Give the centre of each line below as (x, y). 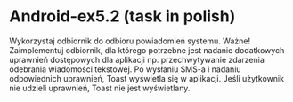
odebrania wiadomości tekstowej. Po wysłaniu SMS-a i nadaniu (126, 69)
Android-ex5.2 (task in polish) (122, 16)
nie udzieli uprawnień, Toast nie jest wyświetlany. (100, 88)
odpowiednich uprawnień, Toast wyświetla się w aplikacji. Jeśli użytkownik (147, 78)
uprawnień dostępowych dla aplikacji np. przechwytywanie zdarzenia (137, 59)
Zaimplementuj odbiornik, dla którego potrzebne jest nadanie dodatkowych (147, 50)
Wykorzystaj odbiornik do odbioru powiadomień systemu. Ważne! (130, 41)
